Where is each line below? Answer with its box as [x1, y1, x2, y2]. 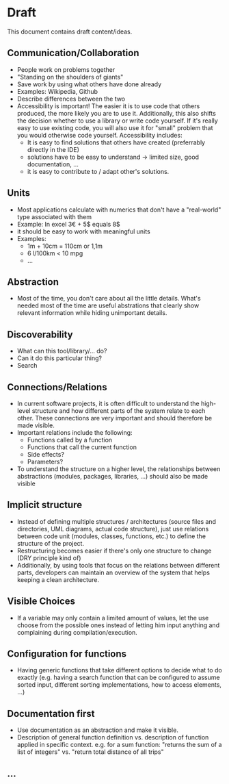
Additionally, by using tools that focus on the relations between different [16, 561, 220, 569]
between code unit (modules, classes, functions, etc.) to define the [16, 532, 206, 540]
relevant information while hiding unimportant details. [16, 309, 167, 317]
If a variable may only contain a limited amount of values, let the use [16, 614, 209, 622]
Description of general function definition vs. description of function [16, 733, 209, 742]
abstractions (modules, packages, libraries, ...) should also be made [16, 472, 208, 480]
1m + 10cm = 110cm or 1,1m [27, 242, 103, 250]
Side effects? [27, 451, 65, 458]
